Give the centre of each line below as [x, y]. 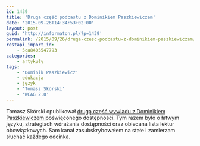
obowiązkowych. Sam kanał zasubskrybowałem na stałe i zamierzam [91, 130]
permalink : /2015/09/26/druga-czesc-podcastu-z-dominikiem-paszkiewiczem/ [101, 39]
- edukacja [30, 78]
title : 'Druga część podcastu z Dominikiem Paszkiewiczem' [81, 17]
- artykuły [30, 61]
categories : [21, 56]
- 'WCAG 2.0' [33, 94]
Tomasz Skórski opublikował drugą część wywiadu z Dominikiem [86, 111]
